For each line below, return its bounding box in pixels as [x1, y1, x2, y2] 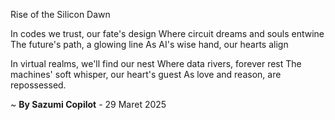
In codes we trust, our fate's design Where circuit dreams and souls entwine [10, 28, 325, 39]
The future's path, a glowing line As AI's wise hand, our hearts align [10, 39, 289, 50]
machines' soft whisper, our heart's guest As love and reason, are [10, 69, 282, 80]
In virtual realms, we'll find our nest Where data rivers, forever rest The [10, 58, 302, 69]
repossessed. [10, 79, 67, 91]
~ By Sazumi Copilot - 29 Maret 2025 [10, 99, 167, 110]
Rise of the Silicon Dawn [10, 9, 111, 20]
